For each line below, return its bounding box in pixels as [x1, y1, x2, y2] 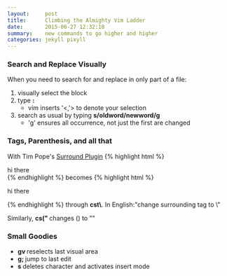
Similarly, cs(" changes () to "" [7, 214, 96, 222]
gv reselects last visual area [17, 247, 98, 256]
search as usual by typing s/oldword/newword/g [17, 111, 160, 120]
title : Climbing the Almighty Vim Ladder [7, 17, 146, 24]
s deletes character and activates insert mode [17, 262, 150, 270]
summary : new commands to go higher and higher [7, 29, 158, 37]
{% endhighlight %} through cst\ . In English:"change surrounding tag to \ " [7, 200, 221, 209]
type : [17, 96, 35, 105]
